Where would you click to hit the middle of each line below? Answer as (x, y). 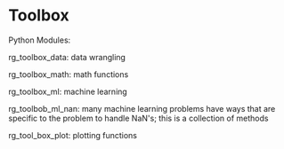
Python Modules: (40, 40)
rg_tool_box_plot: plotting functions (73, 135)
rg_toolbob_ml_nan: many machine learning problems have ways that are (142, 108)
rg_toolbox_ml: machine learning (68, 91)
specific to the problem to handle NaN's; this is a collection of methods (138, 118)
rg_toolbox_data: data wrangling (67, 57)
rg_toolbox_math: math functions (69, 74)
